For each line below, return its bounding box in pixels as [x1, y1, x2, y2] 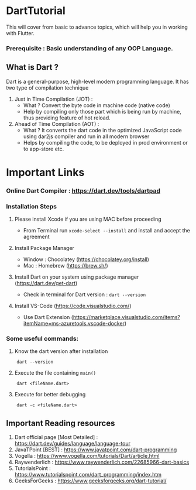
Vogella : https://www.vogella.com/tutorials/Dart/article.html [14, 453, 160, 460]
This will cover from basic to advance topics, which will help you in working [6, 23, 188, 30]
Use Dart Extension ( [23, 314, 74, 321]
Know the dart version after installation [14, 348, 108, 355]
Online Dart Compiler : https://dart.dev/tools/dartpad [6, 186, 161, 194]
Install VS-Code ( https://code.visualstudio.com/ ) [14, 303, 132, 310]
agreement [23, 233, 50, 241]
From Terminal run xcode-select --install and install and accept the [23, 227, 190, 234]
